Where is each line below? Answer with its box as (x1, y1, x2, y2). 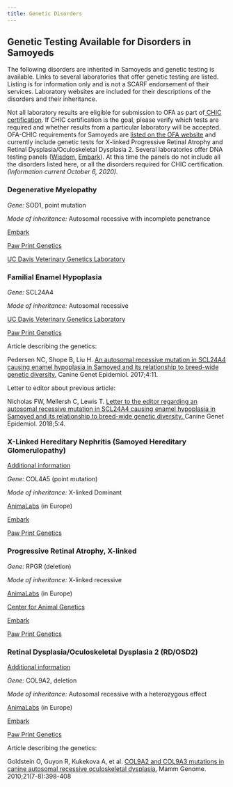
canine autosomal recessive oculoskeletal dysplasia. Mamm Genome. (7, 764, 207, 773)
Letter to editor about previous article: (7, 384, 116, 392)
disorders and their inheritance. (7, 95, 97, 103)
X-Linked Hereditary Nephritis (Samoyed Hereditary (7, 437, 186, 446)
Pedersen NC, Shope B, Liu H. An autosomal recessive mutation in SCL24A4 (7, 356, 226, 364)
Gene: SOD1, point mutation (7, 201, 87, 209)
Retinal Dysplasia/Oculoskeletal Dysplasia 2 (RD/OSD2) (7, 647, 198, 657)
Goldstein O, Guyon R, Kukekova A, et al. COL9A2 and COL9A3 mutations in (7, 757, 225, 765)
